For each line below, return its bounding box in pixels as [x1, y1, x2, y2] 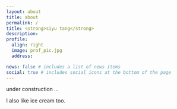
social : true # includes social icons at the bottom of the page [6, 69, 171, 75]
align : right [11, 42, 44, 48]
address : [11, 53, 33, 59]
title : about [6, 14, 39, 20]
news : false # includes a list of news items [6, 64, 121, 70]
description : [6, 31, 39, 37]
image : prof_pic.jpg [11, 48, 62, 54]
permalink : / [6, 20, 39, 26]
